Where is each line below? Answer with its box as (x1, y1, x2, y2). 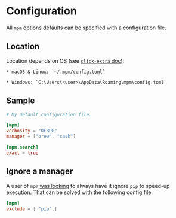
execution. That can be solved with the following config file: (6, 189, 153, 196)
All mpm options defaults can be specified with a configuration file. (6, 24, 166, 31)
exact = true (6, 150, 39, 156)
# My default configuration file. (6, 111, 92, 117)
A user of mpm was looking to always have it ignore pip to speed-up (6, 182, 170, 189)
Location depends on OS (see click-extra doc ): (6, 57, 125, 64)
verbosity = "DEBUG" (6, 128, 58, 134)
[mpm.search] (6, 144, 39, 150)
